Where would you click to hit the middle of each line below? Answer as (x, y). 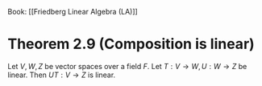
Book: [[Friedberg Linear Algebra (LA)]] (73, 12)
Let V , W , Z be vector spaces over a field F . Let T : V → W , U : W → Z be (127, 66)
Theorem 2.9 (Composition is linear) (131, 44)
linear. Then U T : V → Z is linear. (62, 75)
